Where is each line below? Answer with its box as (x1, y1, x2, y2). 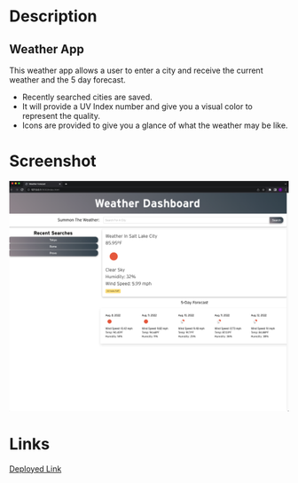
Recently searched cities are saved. (21, 91, 153, 102)
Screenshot (9, 151, 97, 171)
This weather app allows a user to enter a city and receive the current (9, 65, 263, 75)
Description (9, 6, 98, 27)
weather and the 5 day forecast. (9, 75, 126, 85)
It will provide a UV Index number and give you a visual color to (21, 101, 253, 112)
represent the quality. (21, 111, 100, 121)
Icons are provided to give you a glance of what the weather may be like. (21, 120, 288, 131)
